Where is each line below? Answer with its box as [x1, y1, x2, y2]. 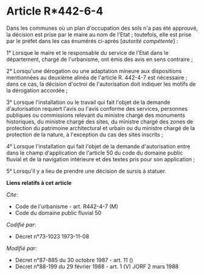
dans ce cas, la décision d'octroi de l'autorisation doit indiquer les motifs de [6, 80, 196, 88]
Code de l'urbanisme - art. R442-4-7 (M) [15, 203, 119, 210]
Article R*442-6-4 [6, 4, 104, 18]
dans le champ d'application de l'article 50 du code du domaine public [6, 149, 183, 156]
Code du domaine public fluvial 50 [15, 209, 102, 217]
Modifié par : [6, 245, 38, 252]
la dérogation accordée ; [6, 86, 68, 94]
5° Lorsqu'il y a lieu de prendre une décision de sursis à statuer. [6, 167, 166, 175]
